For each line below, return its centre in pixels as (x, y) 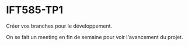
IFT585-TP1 (34, 10)
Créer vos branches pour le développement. (59, 26)
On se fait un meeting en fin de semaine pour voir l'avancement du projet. (95, 37)
